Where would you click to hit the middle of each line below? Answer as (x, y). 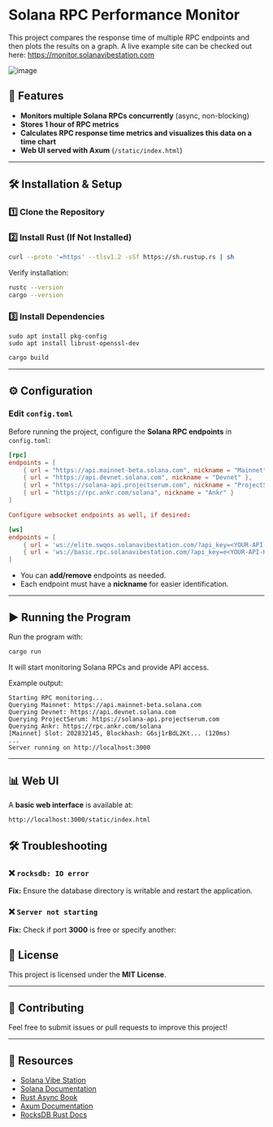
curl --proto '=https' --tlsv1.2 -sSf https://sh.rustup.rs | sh (121, 258)
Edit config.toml (41, 414)
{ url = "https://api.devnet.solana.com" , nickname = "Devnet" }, (138, 478)
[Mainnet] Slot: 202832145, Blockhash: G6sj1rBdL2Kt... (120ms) (119, 733)
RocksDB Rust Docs (54, 1115)
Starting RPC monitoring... (56, 698)
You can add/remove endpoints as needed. (93, 575)
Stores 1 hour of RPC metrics (69, 124)
